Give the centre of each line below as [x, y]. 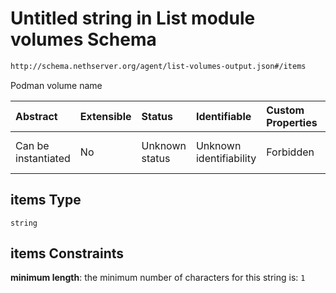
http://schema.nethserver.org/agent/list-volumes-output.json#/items [158, 66]
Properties [292, 122]
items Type [46, 200]
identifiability [226, 158]
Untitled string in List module [133, 18]
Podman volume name [56, 85]
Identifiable [223, 116]
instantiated [43, 158]
